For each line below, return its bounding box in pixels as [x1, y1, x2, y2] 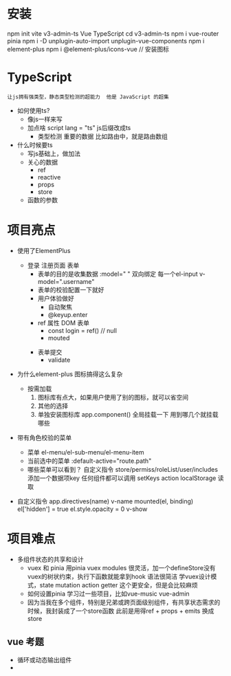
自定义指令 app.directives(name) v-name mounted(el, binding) [16, 497, 194, 505]
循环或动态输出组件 [16, 655, 72, 664]
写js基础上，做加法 [27, 149, 81, 157]
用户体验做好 [37, 294, 74, 303]
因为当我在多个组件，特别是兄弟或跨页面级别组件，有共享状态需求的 [27, 598, 221, 606]
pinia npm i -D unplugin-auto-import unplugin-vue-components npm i [7, 36, 205, 45]
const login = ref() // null [47, 326, 117, 334]
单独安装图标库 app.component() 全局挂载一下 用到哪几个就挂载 [37, 410, 219, 418]
